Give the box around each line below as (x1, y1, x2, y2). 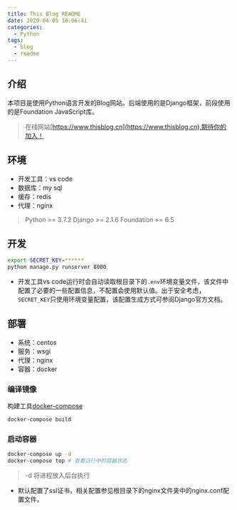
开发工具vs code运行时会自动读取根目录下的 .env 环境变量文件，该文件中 (17, 277, 229, 286)
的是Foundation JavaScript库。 (7, 107, 98, 116)
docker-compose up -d (7, 451, 72, 458)
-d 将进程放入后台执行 (24, 471, 90, 480)
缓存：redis (17, 192, 52, 201)
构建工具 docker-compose (7, 402, 83, 410)
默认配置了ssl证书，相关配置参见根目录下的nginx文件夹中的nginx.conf (17, 487, 223, 495)
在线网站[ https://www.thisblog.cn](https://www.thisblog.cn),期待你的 (24, 122, 226, 131)
